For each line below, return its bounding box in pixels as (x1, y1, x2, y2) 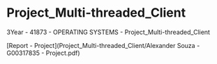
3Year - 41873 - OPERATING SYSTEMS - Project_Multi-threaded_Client (6, 28, 211, 36)
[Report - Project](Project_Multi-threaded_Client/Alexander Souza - (6, 41, 200, 49)
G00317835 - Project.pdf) (6, 49, 81, 57)
